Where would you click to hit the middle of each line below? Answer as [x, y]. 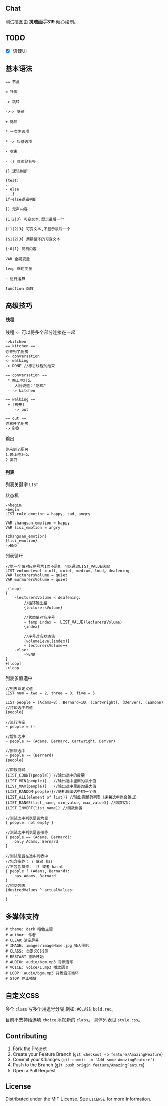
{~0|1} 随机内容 [21, 249]
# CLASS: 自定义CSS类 [27, 952]
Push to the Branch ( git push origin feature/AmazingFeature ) [79, 1065]
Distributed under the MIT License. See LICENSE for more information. [78, 1099]
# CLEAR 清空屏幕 [22, 940]
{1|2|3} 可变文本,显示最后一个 [35, 219]
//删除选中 [15, 751]
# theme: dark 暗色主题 [29, 929]
